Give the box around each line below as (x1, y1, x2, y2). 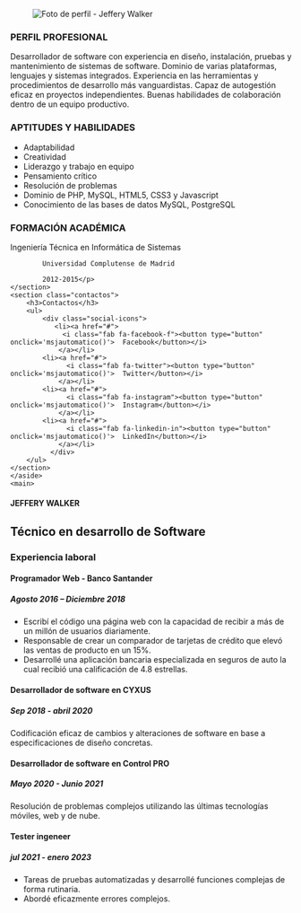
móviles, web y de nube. (10, 811, 101, 821)
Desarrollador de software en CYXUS (10, 684, 151, 695)
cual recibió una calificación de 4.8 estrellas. (22, 664, 188, 675)
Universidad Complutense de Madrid (42, 259, 176, 268)
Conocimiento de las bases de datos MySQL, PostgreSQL (22, 198, 236, 210)
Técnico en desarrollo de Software (10, 523, 206, 539)
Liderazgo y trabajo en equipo (22, 161, 134, 171)
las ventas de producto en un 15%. (22, 645, 151, 655)
